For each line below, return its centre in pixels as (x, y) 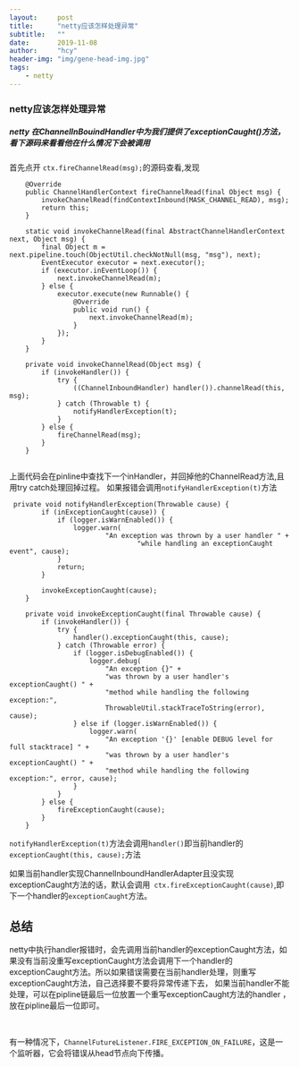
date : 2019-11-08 (54, 43)
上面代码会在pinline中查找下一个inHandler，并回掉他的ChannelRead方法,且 (147, 476)
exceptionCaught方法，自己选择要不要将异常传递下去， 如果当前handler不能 (149, 983)
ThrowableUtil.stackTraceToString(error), (185, 708)
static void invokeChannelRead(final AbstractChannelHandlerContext (155, 231)
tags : (19, 68)
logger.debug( (115, 661)
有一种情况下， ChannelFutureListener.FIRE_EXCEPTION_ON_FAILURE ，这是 (142, 1042)
